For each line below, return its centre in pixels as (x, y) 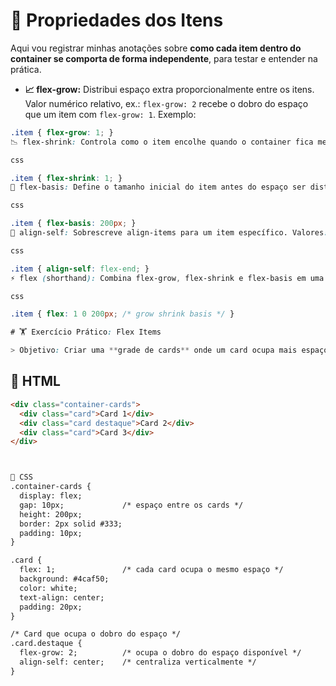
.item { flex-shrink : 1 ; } (66, 178)
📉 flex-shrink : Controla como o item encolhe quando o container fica (162, 142)
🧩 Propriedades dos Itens (117, 20)
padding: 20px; (51, 607)
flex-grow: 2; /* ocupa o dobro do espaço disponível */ (160, 653)
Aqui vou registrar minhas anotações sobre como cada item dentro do (156, 48)
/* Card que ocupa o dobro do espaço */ (96, 634)
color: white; (48, 588)
